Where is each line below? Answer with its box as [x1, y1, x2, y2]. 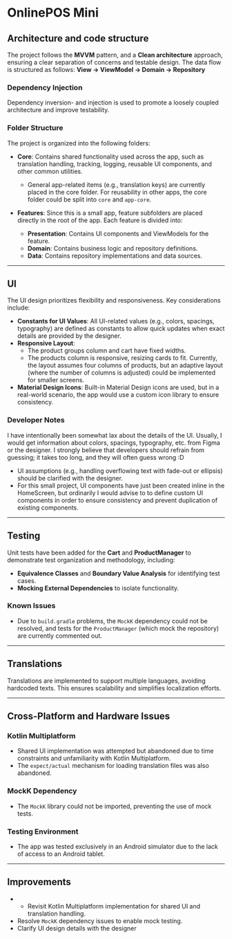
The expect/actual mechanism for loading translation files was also [17, 762, 209, 770]
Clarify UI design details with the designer [17, 924, 137, 932]
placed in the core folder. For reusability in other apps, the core [27, 188, 207, 196]
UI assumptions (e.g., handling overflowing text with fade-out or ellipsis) [17, 466, 223, 475]
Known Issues [7, 601, 56, 611]
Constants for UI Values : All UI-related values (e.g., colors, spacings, [17, 317, 215, 325]
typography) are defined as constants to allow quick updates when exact [17, 324, 225, 333]
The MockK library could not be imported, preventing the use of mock [17, 802, 212, 810]
